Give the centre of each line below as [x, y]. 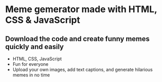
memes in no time [31, 75]
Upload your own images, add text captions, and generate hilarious [83, 70]
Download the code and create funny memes [77, 39]
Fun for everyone [31, 64]
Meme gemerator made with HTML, [81, 9]
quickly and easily [35, 47]
